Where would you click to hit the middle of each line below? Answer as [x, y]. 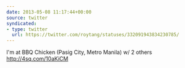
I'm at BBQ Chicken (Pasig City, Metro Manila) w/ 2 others [79, 52]
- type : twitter [27, 29]
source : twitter [27, 18]
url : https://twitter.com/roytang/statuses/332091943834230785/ [96, 35]
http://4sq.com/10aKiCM [37, 59]
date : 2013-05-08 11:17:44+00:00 [49, 12]
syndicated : [21, 23]
